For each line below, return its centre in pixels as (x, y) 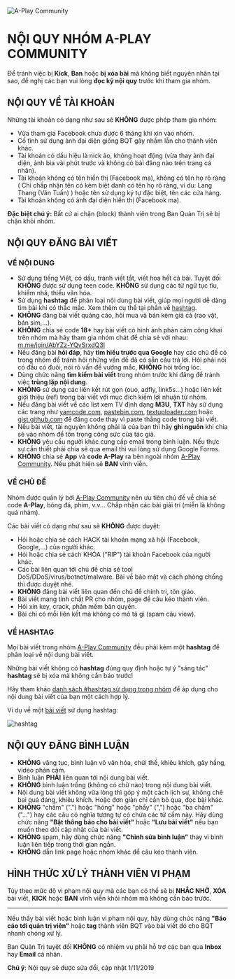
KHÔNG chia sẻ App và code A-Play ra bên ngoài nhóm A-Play (109, 457)
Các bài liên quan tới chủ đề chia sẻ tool (75, 569)
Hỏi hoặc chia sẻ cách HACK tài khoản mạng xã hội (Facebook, (108, 540)
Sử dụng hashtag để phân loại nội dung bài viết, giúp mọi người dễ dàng (122, 300)
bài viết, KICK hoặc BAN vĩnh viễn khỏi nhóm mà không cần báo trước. (109, 898)
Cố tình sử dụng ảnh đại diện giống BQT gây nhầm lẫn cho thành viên (117, 141)
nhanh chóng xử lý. (35, 933)
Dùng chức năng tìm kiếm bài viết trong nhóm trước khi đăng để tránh (119, 375)
